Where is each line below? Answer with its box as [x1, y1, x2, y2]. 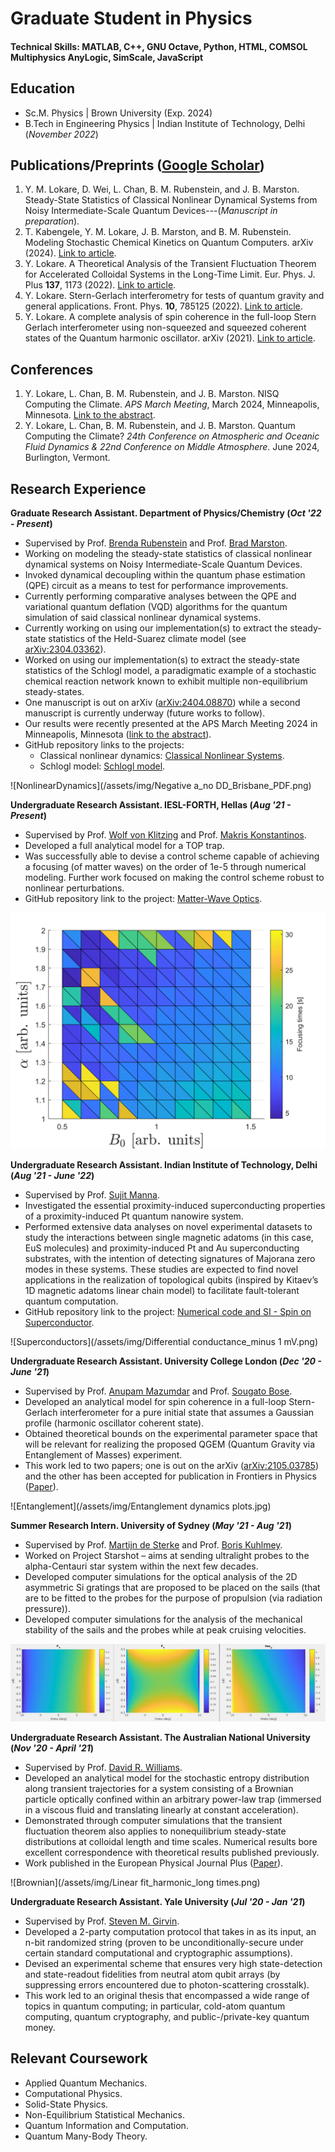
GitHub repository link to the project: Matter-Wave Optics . [24, 893, 263, 905]
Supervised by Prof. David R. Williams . [24, 1762, 183, 1774]
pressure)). [24, 1603, 71, 1615]
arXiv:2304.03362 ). [24, 643, 107, 656]
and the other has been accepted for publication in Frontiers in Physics [24, 1470, 317, 1482]
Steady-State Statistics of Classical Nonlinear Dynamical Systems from [24, 194, 318, 206]
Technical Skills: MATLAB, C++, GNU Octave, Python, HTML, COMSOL [10, 40, 308, 52]
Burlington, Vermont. [24, 452, 111, 464]
